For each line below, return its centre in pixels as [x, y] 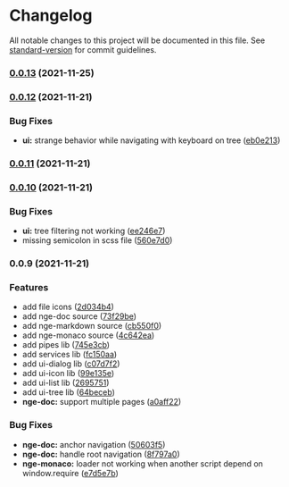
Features [29, 288]
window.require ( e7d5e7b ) [70, 473]
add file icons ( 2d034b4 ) [68, 307]
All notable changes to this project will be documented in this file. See [137, 40]
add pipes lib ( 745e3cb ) [66, 345]
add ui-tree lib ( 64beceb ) [69, 392]
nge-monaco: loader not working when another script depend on [142, 463]
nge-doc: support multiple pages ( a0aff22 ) [102, 402]
